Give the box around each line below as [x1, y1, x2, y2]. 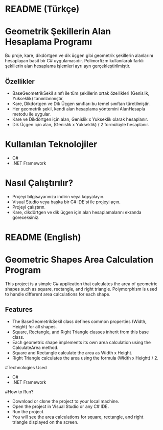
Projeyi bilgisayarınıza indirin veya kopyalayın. [12, 193, 105, 199]
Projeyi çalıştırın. [12, 204, 46, 210]
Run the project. [12, 408, 45, 414]
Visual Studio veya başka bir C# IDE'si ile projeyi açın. [12, 199, 121, 205]
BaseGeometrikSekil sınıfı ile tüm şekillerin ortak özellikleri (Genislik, [12, 90, 150, 96]
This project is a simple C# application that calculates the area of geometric [5, 281, 158, 287]
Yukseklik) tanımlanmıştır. [12, 95, 64, 101]
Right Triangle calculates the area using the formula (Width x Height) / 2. [12, 355, 159, 361]
